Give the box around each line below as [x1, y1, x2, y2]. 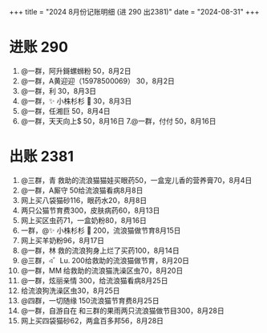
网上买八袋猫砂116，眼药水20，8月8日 [20, 195, 148, 205]
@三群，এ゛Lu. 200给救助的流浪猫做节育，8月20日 [20, 255, 189, 265]
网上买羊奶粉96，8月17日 [20, 235, 105, 245]
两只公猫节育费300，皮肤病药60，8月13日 [20, 205, 160, 215]
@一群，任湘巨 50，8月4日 [20, 106, 111, 116]
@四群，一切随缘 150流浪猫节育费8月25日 [20, 295, 160, 305]
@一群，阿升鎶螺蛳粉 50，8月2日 [20, 66, 131, 75]
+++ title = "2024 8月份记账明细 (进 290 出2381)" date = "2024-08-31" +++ [9, 7, 260, 16]
